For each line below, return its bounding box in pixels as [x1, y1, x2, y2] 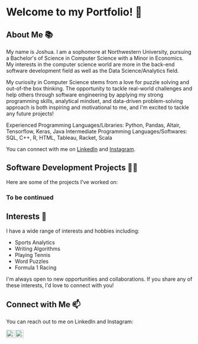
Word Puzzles [14, 258, 49, 265]
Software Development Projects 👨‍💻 [6, 163, 138, 173]
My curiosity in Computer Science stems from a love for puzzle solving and [6, 79, 190, 85]
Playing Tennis [14, 251, 51, 258]
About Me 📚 [6, 30, 53, 40]
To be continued [6, 193, 54, 201]
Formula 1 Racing [14, 263, 57, 271]
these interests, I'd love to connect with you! [6, 281, 114, 289]
